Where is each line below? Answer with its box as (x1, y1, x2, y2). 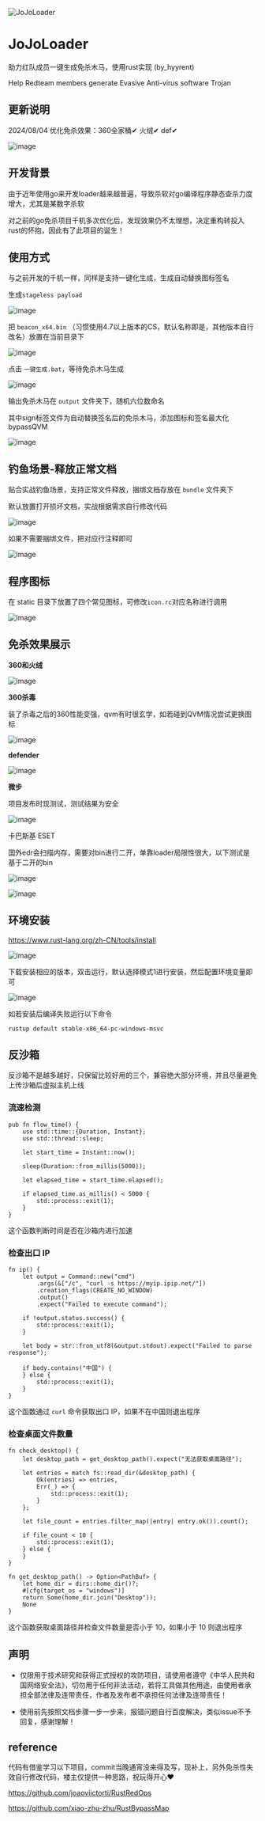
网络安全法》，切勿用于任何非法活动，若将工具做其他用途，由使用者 (26, 1680, 244, 1690)
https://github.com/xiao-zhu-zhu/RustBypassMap (8, 1803, 170, 1812)
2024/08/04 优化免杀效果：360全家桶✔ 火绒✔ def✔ (8, 125, 178, 135)
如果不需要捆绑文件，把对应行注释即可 (8, 534, 132, 544)
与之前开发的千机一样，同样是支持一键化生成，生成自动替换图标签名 (8, 273, 230, 283)
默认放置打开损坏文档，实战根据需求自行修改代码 (8, 502, 167, 511)
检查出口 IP (8, 1247, 50, 1258)
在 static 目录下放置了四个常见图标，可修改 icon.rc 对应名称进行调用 (8, 598, 227, 606)
